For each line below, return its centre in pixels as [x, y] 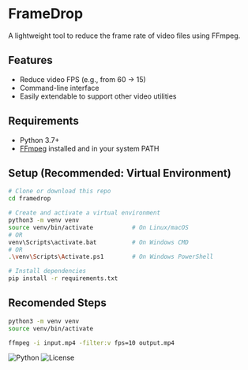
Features [30, 60]
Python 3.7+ [39, 140]
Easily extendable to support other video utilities [98, 96]
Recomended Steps [57, 303]
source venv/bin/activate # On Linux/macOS [99, 227]
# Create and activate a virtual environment [84, 213]
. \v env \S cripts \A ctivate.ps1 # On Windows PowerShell [111, 257]
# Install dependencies [47, 271]
